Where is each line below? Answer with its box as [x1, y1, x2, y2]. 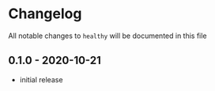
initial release [19, 74, 63, 84]
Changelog [8, 5, 82, 23]
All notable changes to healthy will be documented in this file [8, 31, 207, 40]
